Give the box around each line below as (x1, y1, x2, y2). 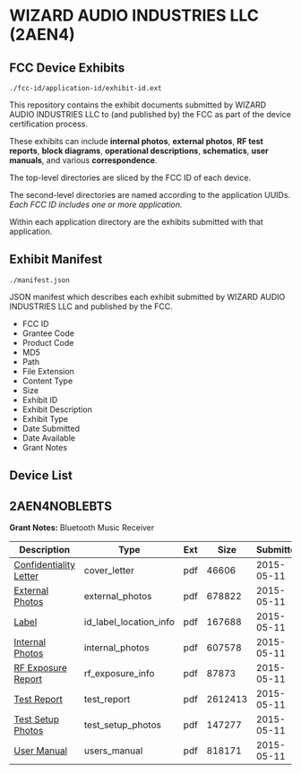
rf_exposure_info (83, 667, 155, 680)
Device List (9, 468, 73, 484)
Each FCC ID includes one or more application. (9, 199, 183, 210)
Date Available (21, 432, 76, 443)
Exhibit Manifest (9, 252, 103, 267)
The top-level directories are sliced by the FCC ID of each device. (9, 172, 252, 183)
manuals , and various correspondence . (9, 155, 158, 166)
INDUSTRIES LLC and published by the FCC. (9, 301, 173, 312)
